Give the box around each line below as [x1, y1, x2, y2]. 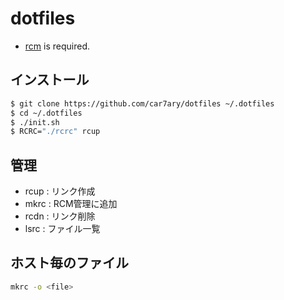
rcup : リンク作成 [24, 185, 96, 197]
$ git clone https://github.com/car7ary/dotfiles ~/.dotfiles [10, 98, 275, 109]
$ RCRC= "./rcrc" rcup [10, 127, 101, 137]
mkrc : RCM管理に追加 [24, 198, 118, 210]
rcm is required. [24, 40, 91, 52]
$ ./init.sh [10, 117, 60, 127]
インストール [10, 72, 90, 89]
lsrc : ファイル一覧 [24, 223, 101, 235]
